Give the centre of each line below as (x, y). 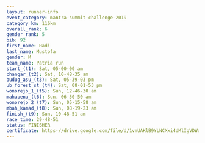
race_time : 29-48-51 (33, 119)
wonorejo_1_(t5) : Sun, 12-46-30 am (52, 91)
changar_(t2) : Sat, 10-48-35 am (47, 74)
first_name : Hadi (28, 46)
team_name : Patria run (35, 63)
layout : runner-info (33, 12)
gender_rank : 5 (26, 35)
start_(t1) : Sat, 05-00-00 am (45, 68)
